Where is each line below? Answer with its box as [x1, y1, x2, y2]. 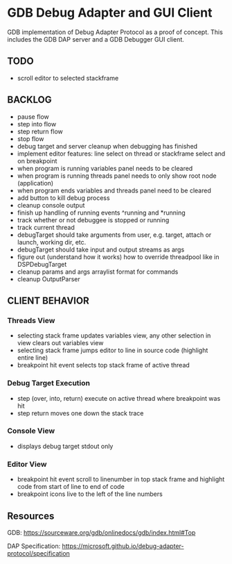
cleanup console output [17, 201, 85, 209]
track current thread [17, 223, 75, 231]
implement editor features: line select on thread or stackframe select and [17, 149, 226, 158]
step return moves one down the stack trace [17, 408, 144, 417]
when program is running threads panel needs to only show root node [17, 172, 217, 180]
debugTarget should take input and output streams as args [17, 245, 185, 254]
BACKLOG [7, 94, 52, 106]
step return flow [17, 127, 64, 135]
